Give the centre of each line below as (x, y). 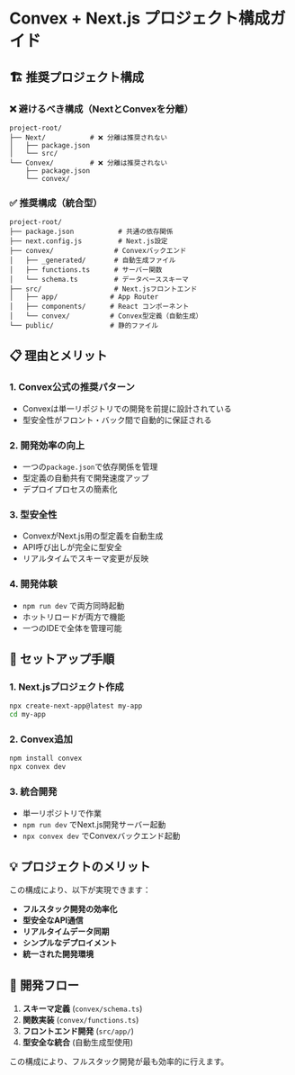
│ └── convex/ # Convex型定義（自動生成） (106, 316)
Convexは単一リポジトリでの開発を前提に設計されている (127, 408)
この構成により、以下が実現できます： (80, 890)
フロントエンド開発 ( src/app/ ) (78, 1031)
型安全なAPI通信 (53, 920)
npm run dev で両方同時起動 (73, 605)
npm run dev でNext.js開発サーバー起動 (94, 824)
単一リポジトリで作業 (62, 813)
